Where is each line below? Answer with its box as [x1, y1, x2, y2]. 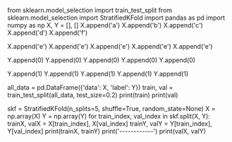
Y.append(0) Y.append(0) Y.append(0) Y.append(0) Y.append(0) [7, 56, 196, 64]
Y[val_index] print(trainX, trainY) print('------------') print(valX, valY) [7, 127, 206, 135]
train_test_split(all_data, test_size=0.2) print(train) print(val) [7, 91, 178, 99]
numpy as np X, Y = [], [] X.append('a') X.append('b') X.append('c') [7, 21, 203, 29]
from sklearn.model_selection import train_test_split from [7, 6, 173, 14]
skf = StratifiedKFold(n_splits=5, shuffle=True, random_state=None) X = [7, 105, 216, 112]
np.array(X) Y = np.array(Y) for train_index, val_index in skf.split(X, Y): [7, 112, 210, 120]
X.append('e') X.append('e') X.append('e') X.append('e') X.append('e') [7, 42, 213, 50]
